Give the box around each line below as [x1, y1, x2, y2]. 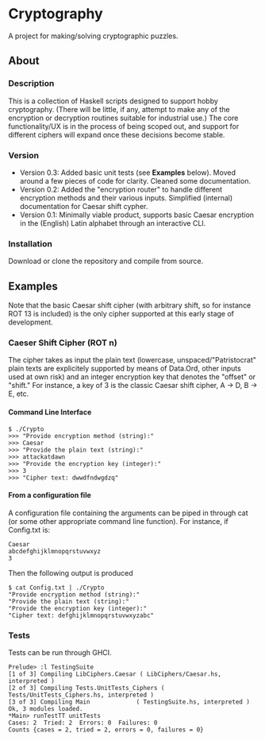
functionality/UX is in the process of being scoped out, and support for [8, 121, 240, 131]
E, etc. [8, 389, 29, 398]
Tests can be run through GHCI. [8, 648, 113, 658]
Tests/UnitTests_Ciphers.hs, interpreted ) [8, 691, 155, 700]
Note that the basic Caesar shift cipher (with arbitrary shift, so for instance [8, 301, 252, 310]
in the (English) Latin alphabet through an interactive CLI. [19, 218, 206, 227]
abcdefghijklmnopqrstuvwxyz [8, 547, 102, 555]
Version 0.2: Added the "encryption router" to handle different [19, 184, 223, 194]
